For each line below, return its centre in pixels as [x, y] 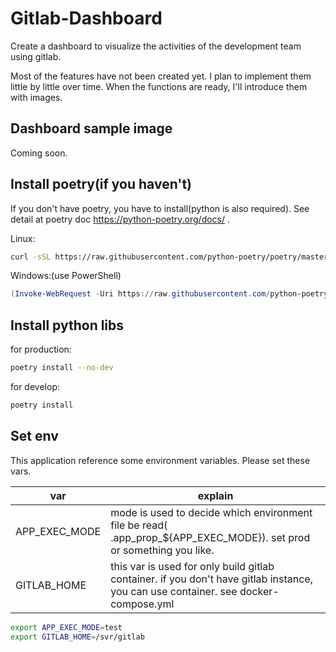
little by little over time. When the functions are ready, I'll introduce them [159, 86]
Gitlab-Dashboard [86, 18]
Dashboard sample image [91, 128]
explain [215, 495]
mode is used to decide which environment [211, 512]
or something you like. [162, 550]
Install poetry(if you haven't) [101, 184]
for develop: [35, 386]
